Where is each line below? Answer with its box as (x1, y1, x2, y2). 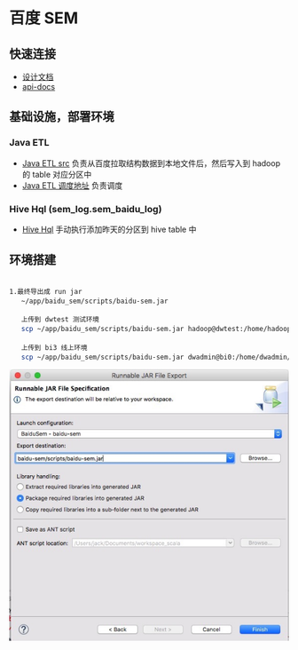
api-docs (21, 82, 56, 91)
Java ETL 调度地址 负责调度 (21, 179, 123, 191)
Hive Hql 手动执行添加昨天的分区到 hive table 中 (21, 224, 197, 234)
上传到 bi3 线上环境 (20, 343, 88, 352)
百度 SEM (9, 8, 79, 28)
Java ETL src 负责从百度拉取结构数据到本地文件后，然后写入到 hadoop (21, 157, 281, 169)
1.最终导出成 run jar (9, 287, 82, 296)
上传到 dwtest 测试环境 (20, 315, 100, 324)
